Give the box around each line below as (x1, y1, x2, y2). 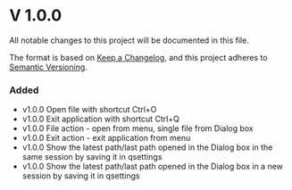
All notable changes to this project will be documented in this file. (9, 35, 250, 45)
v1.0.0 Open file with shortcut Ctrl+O (21, 104, 157, 115)
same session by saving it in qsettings (21, 152, 163, 162)
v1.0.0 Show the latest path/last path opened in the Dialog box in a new (21, 161, 284, 172)
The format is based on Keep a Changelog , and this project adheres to (9, 52, 268, 62)
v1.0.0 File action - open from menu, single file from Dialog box (21, 123, 254, 134)
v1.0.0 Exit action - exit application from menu (21, 133, 191, 144)
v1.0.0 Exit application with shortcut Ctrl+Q (21, 113, 180, 125)
